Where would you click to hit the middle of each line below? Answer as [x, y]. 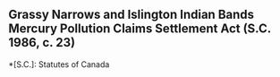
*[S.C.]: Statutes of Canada [59, 64]
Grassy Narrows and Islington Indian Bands [132, 15]
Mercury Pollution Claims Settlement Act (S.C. [140, 29]
